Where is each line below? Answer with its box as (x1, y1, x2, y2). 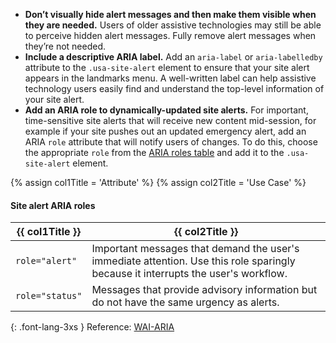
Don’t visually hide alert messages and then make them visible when (24, 9, 317, 20)
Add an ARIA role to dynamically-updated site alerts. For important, (24, 104, 309, 116)
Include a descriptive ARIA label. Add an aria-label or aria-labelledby (24, 51, 323, 63)
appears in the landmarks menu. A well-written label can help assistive (24, 72, 317, 84)
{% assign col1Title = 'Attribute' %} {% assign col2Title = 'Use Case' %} (10, 177, 307, 188)
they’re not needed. (24, 40, 107, 52)
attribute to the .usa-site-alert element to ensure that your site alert (24, 62, 310, 73)
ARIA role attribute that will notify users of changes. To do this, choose (24, 136, 318, 148)
